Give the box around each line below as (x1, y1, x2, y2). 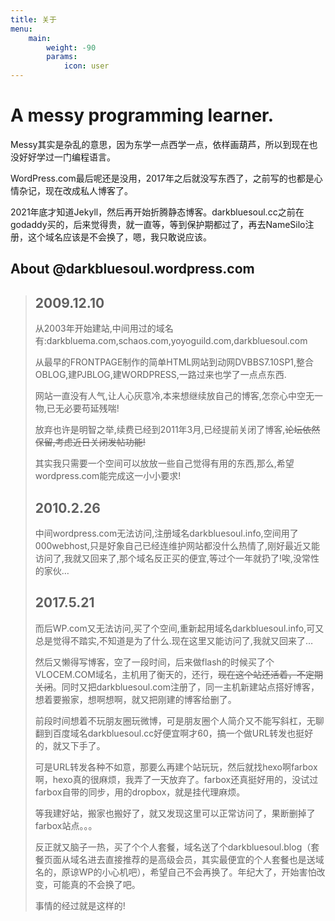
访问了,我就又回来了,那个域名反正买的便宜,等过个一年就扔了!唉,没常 (34, 552, 311, 564)
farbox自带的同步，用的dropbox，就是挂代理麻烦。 (34, 786, 246, 798)
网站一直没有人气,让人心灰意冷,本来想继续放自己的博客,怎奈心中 (34, 390, 297, 402)
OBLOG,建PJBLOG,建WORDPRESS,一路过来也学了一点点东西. (34, 369, 287, 381)
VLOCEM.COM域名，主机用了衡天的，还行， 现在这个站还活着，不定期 (34, 668, 323, 680)
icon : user (63, 61, 110, 71)
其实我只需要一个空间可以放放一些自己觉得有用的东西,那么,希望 (34, 457, 295, 470)
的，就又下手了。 (34, 739, 106, 751)
